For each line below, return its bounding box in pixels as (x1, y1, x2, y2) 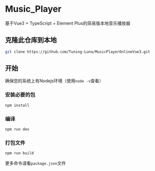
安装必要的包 (5, 92, 36, 98)
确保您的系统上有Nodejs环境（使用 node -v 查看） (5, 78, 104, 84)
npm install (5, 103, 29, 108)
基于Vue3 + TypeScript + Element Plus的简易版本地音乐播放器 (5, 20, 130, 26)
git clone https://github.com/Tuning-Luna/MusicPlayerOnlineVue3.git (5, 49, 151, 54)
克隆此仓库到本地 (5, 36, 57, 45)
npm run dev (5, 126, 29, 132)
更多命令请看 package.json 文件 (5, 160, 66, 166)
